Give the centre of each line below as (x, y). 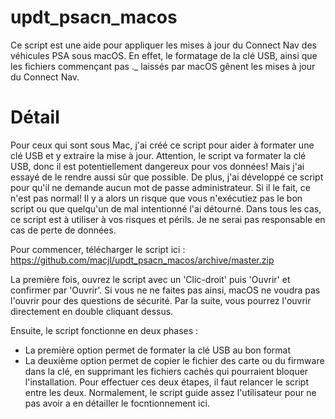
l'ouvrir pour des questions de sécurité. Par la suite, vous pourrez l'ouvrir (161, 300)
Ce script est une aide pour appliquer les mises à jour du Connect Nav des (163, 45)
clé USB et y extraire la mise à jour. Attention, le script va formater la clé (158, 155)
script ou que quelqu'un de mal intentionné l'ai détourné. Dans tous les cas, (166, 208)
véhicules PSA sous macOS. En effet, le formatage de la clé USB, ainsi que (164, 55)
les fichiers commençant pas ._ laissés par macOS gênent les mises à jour (163, 66)
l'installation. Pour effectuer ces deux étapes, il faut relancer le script (167, 382)
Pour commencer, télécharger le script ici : (98, 249)
